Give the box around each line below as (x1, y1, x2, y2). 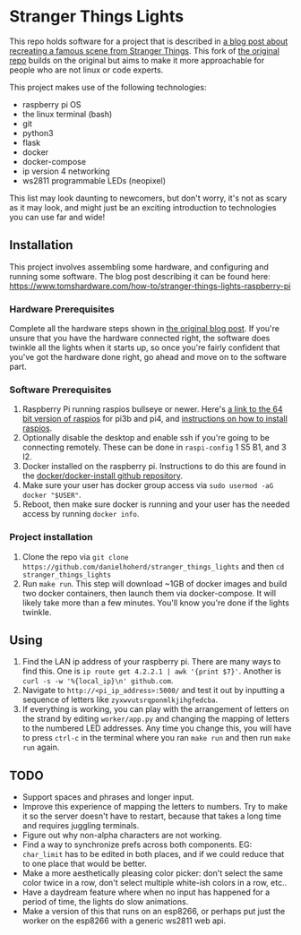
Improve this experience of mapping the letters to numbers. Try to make (21, 802, 288, 812)
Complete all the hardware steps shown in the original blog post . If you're (9, 323, 280, 334)
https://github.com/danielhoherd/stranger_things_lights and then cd (21, 561, 285, 571)
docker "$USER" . (21, 490, 82, 501)
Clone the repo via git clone (21, 551, 129, 562)
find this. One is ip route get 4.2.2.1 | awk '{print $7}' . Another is (21, 665, 282, 677)
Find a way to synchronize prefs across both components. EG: (21, 839, 253, 850)
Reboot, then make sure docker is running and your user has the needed (21, 499, 290, 510)
